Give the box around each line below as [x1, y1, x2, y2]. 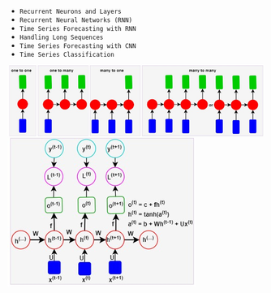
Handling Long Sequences [19, 33, 104, 41]
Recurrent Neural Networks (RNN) [19, 16, 133, 24]
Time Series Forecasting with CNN [19, 42, 136, 50]
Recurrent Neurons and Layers [19, 7, 123, 15]
